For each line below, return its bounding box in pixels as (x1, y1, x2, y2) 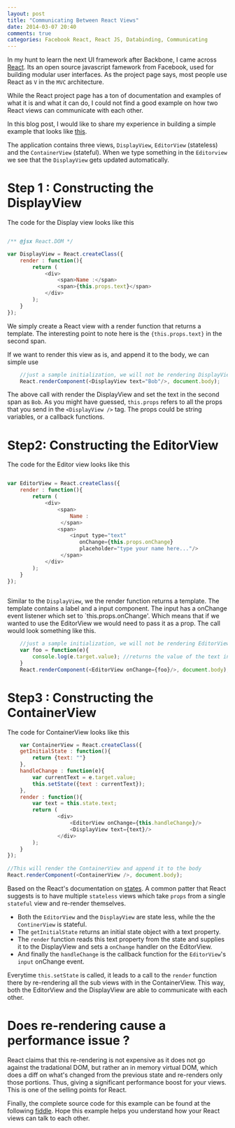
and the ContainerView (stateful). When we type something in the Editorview (7, 148, 227, 157)
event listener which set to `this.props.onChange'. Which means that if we (7, 612, 220, 620)
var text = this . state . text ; (32, 800, 117, 807)
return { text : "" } (32, 754, 86, 762)
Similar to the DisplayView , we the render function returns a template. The (7, 597, 220, 606)
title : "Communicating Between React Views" (7, 17, 139, 24)
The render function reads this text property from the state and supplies (17, 935, 225, 943)
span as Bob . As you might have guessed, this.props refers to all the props (7, 398, 222, 406)
